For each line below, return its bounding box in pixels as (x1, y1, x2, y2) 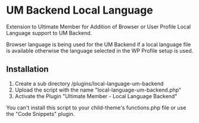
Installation (6, 64, 49, 75)
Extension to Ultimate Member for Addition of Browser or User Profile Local (6, 23, 191, 30)
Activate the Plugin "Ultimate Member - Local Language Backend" (14, 92, 178, 99)
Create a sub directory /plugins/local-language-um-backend (14, 80, 164, 87)
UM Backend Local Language (6, 4, 153, 17)
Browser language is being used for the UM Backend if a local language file (6, 41, 191, 48)
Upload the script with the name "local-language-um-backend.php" (14, 86, 182, 93)
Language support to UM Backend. (6, 29, 92, 36)
